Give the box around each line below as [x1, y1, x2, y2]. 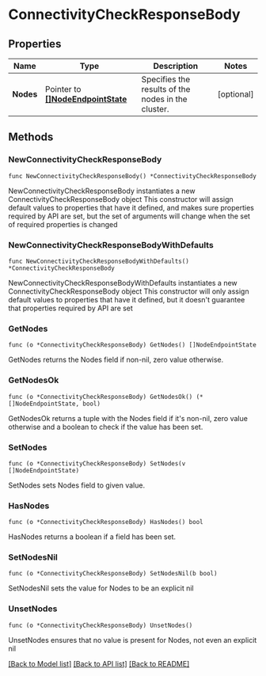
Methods [8, 131, 54, 144]
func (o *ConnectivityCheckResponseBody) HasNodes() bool [8, 518, 203, 526]
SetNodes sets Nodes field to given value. [8, 480, 145, 490]
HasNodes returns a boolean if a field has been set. [8, 532, 177, 541]
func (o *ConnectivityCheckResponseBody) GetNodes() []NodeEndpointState [8, 341, 257, 349]
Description [153, 61, 199, 71]
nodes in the [141, 93, 188, 104]
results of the [141, 84, 191, 94]
